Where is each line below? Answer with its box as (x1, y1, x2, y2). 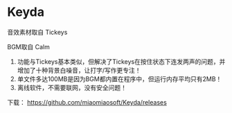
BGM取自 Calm (7, 42, 50, 51)
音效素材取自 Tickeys (7, 28, 68, 36)
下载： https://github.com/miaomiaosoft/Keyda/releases (7, 98, 168, 106)
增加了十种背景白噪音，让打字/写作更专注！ (17, 66, 141, 74)
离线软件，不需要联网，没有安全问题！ (17, 83, 127, 92)
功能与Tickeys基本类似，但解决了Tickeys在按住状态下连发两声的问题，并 (17, 57, 226, 66)
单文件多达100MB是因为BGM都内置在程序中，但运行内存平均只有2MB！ (17, 74, 222, 83)
